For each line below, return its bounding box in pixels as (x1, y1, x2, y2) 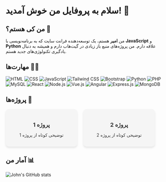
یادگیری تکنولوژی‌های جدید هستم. (5, 49, 67, 54)
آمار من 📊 (5, 156, 34, 165)
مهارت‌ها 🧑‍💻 (5, 62, 39, 71)
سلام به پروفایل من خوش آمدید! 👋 (5, 5, 130, 16)
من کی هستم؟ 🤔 (5, 25, 51, 33)
